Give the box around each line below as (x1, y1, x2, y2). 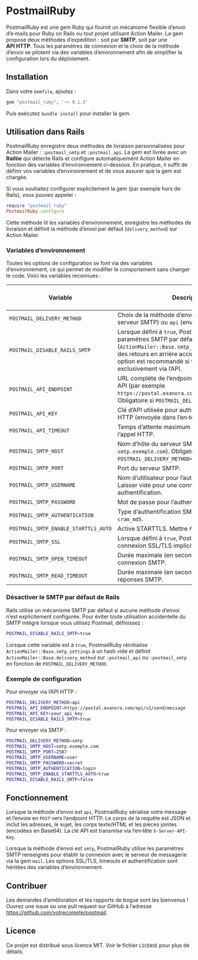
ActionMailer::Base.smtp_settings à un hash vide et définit (6, 647, 151, 655)
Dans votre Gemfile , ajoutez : (6, 87, 77, 95)
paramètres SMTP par (117, 335, 179, 343)
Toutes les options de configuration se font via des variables (6, 259, 153, 267)
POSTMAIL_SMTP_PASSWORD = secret (6, 760, 83, 766)
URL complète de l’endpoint (117, 374, 194, 383)
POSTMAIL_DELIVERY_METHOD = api (6, 699, 81, 705)
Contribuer (6, 880, 47, 891)
